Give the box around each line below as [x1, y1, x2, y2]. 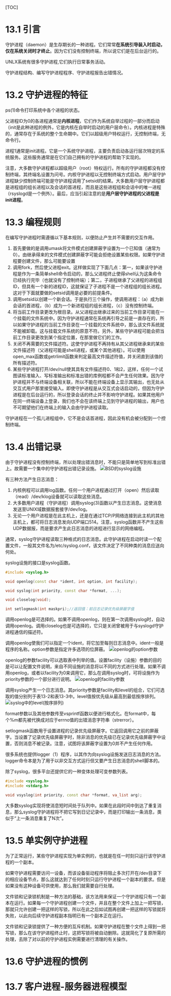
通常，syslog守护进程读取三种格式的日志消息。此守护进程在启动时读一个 [5, 536, 158, 542]
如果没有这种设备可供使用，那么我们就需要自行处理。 [5, 882, 117, 889]
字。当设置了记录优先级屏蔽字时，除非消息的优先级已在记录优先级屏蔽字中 [5, 734, 161, 740]
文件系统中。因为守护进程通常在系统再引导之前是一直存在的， [30, 315, 160, 321]
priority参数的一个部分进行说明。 [5, 676, 74, 682]
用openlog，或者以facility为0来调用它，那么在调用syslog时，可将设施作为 [5, 670, 160, 676]
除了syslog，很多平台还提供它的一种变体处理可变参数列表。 [5, 768, 131, 774]
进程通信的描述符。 [5, 629, 46, 635]
